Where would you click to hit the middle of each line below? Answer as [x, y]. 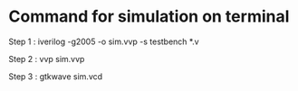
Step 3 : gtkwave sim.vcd [56, 76]
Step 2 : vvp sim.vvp [47, 59]
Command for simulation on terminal [149, 17]
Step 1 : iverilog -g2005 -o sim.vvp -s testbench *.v [104, 41]
